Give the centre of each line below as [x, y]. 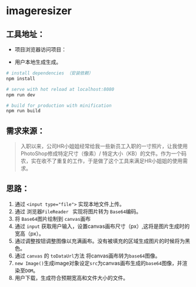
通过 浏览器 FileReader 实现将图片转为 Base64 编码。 [78, 211]
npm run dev [21, 95]
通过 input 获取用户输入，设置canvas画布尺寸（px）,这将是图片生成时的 [102, 226]
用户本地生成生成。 [38, 62]
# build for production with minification [59, 105]
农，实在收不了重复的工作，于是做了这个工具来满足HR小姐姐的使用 [102, 161]
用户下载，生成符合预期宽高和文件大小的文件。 [71, 278]
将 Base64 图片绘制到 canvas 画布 [53, 218]
